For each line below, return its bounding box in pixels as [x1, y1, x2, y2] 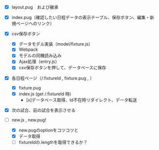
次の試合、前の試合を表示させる [11, 107, 76, 113]
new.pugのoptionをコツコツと [18, 127, 79, 133]
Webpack [18, 46, 38, 52]
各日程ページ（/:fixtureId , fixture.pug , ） [11, 75, 95, 81]
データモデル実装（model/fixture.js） [18, 41, 93, 47]
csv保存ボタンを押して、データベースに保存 [18, 65, 107, 71]
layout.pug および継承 [11, 4, 59, 10]
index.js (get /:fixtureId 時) [18, 91, 71, 97]
